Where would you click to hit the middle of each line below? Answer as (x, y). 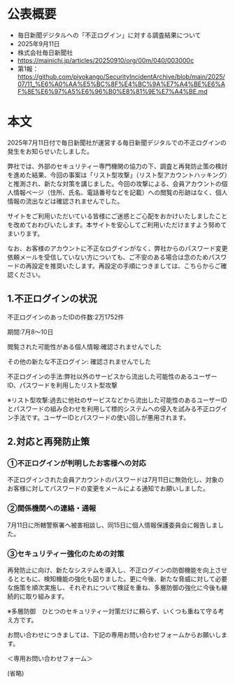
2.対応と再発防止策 (49, 442)
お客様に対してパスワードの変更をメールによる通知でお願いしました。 (108, 489)
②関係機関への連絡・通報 (52, 508)
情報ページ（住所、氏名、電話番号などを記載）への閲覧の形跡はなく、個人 (120, 192)
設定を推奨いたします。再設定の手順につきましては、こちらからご (126, 266)
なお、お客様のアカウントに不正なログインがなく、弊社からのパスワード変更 (117, 248)
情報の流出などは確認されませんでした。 (65, 201)
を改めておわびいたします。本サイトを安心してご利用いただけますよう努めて (117, 225)
